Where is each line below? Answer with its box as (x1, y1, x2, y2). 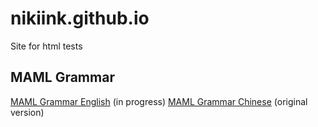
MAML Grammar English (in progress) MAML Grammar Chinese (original (10, 95, 308, 107)
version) (10, 106, 45, 118)
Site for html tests (10, 40, 83, 52)
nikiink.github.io (10, 7, 150, 30)
